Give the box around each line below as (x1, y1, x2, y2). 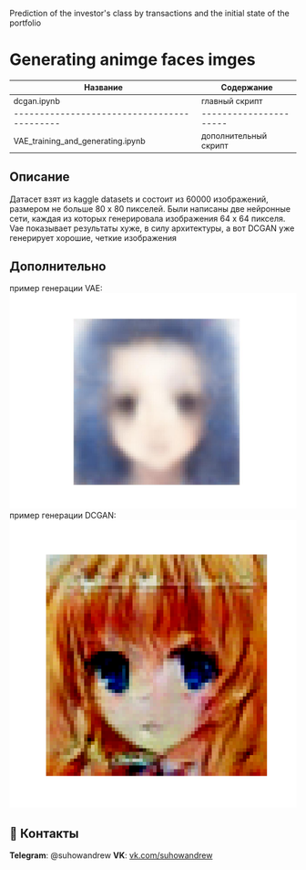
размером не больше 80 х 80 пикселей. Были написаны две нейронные (9, 203, 291, 214)
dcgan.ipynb (13, 95, 61, 106)
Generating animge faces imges (9, 49, 257, 70)
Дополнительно (9, 258, 107, 274)
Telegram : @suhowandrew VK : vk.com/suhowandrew (9, 850, 213, 861)
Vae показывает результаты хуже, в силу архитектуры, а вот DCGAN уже (9, 223, 295, 234)
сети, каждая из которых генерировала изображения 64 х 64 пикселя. (9, 213, 286, 224)
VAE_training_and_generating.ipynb (13, 135, 146, 146)
